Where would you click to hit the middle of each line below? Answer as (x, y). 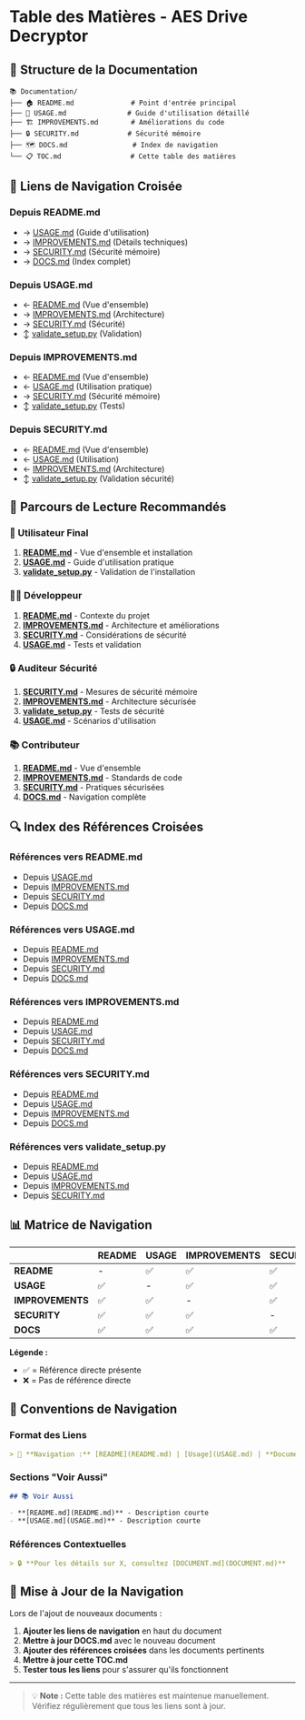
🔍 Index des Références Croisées (107, 826)
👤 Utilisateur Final (49, 532)
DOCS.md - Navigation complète (84, 797)
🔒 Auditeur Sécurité (54, 669)
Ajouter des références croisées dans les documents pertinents (143, 1650)
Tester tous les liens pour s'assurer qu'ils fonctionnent (125, 1670)
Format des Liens (49, 1435)
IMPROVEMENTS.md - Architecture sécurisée (109, 701)
